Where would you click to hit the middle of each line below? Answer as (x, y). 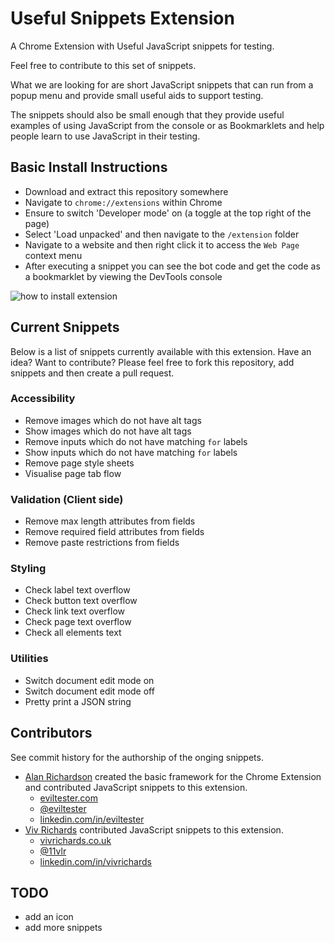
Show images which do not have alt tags (108, 431)
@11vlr (53, 851)
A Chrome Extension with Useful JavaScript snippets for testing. (142, 46)
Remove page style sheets (79, 463)
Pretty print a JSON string (78, 701)
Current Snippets (65, 327)
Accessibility (43, 399)
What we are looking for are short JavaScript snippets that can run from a (162, 84)
